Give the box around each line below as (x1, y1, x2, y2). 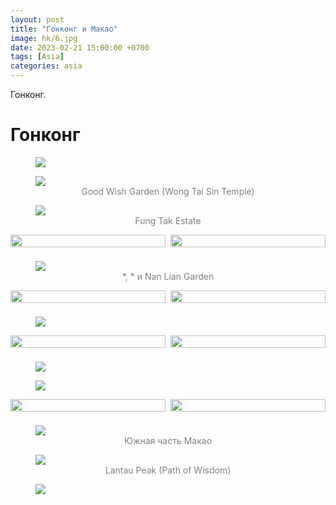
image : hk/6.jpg (10, 33, 78, 43)
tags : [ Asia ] (10, 52, 65, 62)
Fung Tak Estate (134, 214, 202, 226)
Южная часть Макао (123, 435, 213, 447)
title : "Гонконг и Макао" (10, 24, 118, 34)
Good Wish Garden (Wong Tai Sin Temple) (81, 185, 255, 197)
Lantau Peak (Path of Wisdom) (104, 464, 232, 476)
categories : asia (10, 61, 83, 71)
